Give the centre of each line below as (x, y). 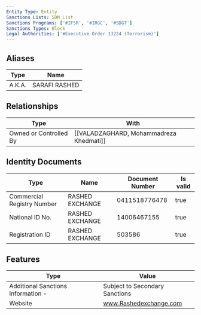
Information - (28, 293)
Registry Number (33, 204)
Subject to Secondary (134, 286)
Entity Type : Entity (32, 12)
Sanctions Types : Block (36, 28)
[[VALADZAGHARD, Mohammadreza (125, 133)
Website (21, 304)
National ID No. (31, 217)
